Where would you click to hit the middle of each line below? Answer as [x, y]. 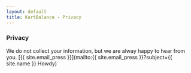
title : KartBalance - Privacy [44, 17]
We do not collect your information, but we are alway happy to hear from [96, 50]
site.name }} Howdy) [32, 64]
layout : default [26, 12]
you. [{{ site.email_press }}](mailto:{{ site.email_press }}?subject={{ [89, 57]
